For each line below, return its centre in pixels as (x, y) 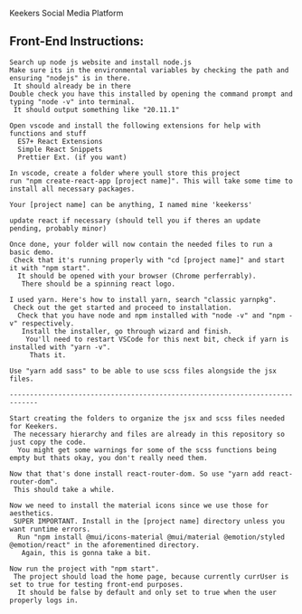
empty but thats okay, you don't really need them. (109, 458)
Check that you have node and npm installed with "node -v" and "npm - (156, 316)
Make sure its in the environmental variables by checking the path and (149, 70)
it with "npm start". (50, 268)
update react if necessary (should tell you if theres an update (135, 221)
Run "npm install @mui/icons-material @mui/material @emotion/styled (151, 537)
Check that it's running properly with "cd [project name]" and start (149, 260)
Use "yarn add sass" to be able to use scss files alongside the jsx (143, 371)
